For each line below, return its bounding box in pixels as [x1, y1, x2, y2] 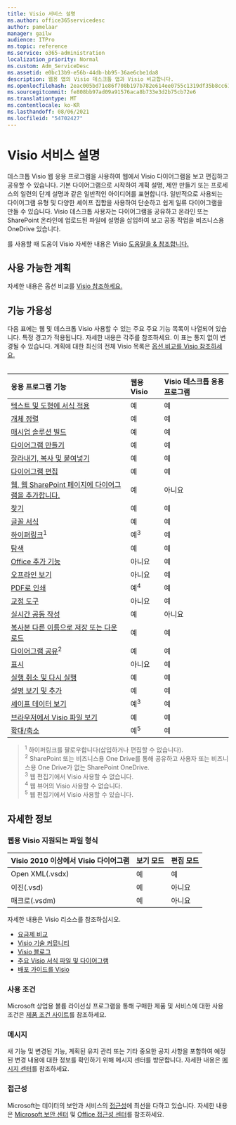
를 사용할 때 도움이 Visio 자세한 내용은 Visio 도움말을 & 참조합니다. [7, 240, 190, 248]
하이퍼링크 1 [11, 528, 48, 540]
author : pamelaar [7, 23, 58, 30]
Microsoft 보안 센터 [14, 1110, 69, 1118]
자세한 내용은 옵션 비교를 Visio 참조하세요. [7, 282, 123, 290]
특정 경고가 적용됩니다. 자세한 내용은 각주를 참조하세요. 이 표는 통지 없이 [22, 333, 219, 342]
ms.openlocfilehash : [7, 82, 68, 89]
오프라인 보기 [11, 570, 52, 580]
